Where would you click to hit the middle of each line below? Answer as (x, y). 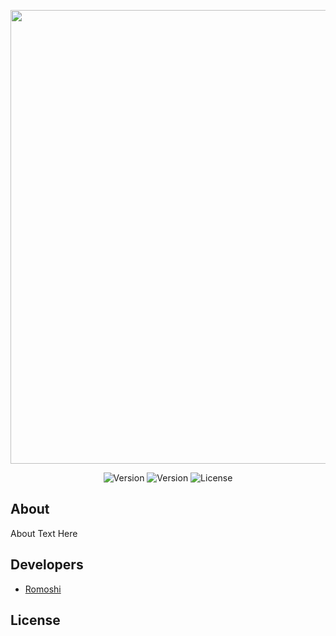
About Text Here (44, 533)
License (35, 620)
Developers (47, 565)
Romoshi (43, 589)
